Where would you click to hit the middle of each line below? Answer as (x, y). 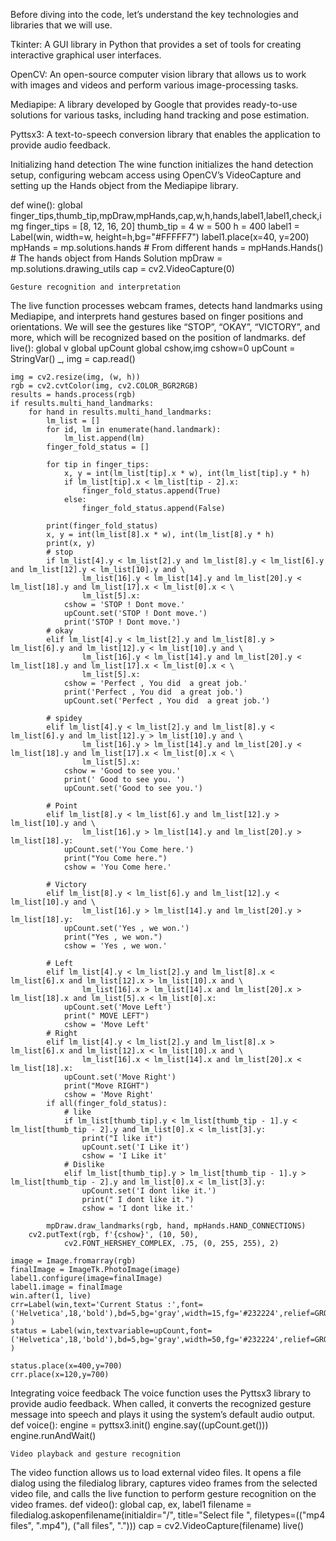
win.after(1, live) (51, 1296)
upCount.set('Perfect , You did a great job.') (167, 701)
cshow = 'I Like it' (124, 1156)
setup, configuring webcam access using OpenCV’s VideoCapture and (156, 175)
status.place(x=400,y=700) (66, 1366)
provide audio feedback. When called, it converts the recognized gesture (161, 1403)
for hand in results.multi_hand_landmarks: (120, 412)
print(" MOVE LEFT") (106, 1016)
